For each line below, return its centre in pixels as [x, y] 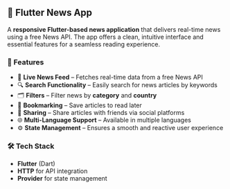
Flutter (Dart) [36, 164]
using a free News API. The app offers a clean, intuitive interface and [106, 37]
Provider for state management [62, 179]
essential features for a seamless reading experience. [84, 44]
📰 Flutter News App [50, 13]
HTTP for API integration [52, 171]
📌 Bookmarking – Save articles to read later [79, 105]
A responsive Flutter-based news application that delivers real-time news [114, 29]
